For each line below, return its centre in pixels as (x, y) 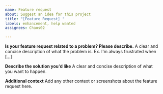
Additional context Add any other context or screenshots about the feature (81, 81)
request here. (19, 86)
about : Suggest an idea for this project (48, 14)
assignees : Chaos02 (25, 28)
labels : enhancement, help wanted (41, 23)
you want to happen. (26, 71)
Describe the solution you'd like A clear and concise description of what (79, 66)
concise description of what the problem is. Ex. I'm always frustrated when (81, 52)
